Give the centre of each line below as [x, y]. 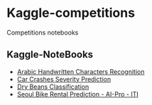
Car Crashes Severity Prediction [64, 79]
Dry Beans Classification [53, 87]
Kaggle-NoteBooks [50, 55]
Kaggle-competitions [71, 13]
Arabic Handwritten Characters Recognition [81, 71]
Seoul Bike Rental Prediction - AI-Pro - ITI [78, 94]
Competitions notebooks [43, 32]
